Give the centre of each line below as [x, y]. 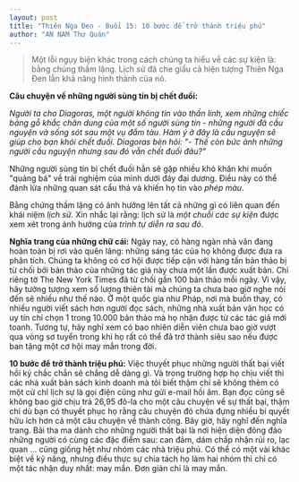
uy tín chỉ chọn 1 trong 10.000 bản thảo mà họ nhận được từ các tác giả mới [148, 318]
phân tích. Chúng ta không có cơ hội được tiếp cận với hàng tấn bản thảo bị [148, 261]
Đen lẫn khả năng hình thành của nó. [99, 79]
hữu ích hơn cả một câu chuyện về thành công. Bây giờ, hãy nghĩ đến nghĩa [149, 421]
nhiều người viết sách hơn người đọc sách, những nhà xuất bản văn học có [147, 308]
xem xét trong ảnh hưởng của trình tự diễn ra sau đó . [107, 224]
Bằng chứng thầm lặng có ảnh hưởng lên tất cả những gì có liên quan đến [145, 205]
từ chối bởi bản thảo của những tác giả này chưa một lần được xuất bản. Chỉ [149, 271]
